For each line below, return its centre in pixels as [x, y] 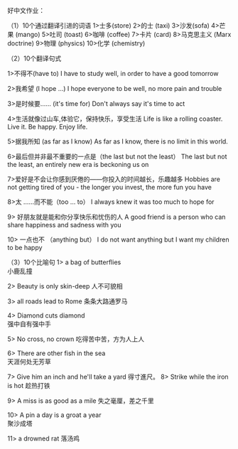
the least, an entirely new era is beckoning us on [78, 164]
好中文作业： [26, 10]
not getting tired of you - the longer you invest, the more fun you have [109, 187]
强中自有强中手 [29, 324]
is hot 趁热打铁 [29, 385]
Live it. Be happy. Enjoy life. [48, 127]
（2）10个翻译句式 [34, 58]
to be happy [25, 248]
